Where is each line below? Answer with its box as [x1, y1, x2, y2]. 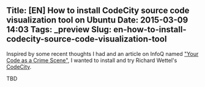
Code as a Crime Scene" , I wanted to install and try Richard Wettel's [6, 57, 177, 64]
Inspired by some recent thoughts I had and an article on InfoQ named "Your [6, 50, 199, 57]
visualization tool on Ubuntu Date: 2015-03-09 [6, 15, 188, 26]
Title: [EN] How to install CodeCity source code [6, 5, 190, 16]
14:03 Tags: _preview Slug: [6, 24, 112, 35]
